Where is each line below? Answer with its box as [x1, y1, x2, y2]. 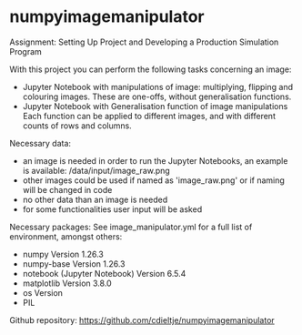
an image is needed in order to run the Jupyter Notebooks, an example [22, 155, 288, 166]
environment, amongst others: [9, 230, 123, 242]
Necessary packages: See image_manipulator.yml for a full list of [9, 221, 253, 232]
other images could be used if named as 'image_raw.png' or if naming [22, 175, 285, 186]
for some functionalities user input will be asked [22, 203, 203, 215]
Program [9, 46, 43, 56]
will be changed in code [22, 184, 113, 195]
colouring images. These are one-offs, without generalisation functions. [22, 91, 292, 102]
